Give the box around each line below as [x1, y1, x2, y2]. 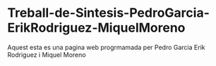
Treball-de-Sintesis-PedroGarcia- [7, 5, 210, 21]
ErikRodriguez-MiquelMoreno [7, 20, 186, 36]
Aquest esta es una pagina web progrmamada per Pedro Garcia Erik [7, 43, 205, 51]
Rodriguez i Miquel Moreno [7, 51, 86, 59]
